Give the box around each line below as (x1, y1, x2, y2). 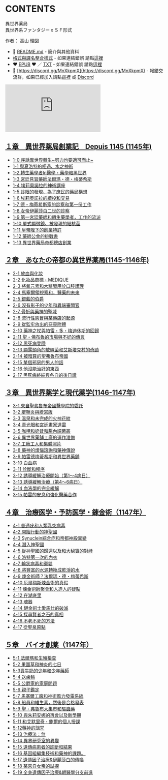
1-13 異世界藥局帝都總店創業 (12, 239, 72, 246)
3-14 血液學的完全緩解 (12, 485, 59, 491)
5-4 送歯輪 (12, 674, 36, 680)
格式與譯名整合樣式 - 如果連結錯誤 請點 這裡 (12, 54, 104, 61)
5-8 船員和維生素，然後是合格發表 (12, 700, 84, 705)
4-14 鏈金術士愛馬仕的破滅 (12, 605, 69, 611)
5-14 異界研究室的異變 (12, 738, 59, 743)
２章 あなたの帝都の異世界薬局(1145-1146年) (5, 256, 149, 264)
